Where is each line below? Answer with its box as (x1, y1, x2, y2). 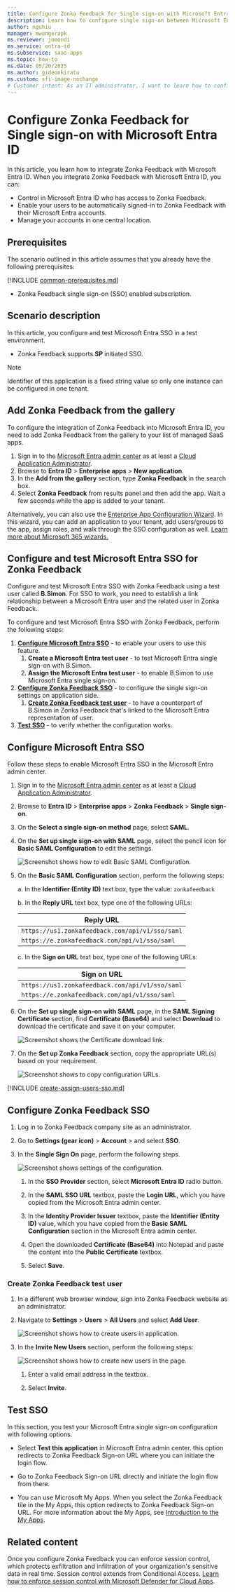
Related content (7, 1536, 78, 1548)
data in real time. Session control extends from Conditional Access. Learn (7, 1569, 219, 1578)
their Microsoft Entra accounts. (17, 208, 107, 217)
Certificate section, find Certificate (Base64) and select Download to (17, 1015, 220, 1023)
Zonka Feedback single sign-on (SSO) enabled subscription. (17, 290, 192, 298)
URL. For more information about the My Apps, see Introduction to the (17, 1509, 219, 1517)
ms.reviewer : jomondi (7, 36, 71, 43)
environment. (7, 336, 45, 344)
